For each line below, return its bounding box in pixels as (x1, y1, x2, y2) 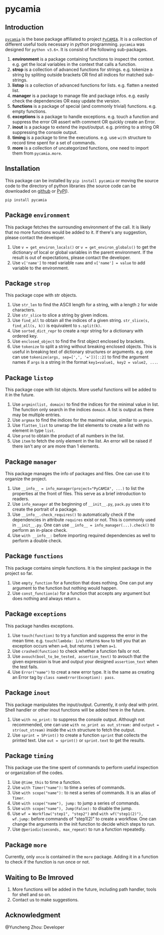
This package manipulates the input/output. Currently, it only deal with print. (5, 702, 159, 708)
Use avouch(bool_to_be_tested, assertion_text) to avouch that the (12, 653, 149, 659)
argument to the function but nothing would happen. (12, 585, 118, 591)
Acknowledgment (5, 911, 61, 919)
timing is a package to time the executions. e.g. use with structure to (12, 134, 152, 140)
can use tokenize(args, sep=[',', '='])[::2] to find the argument (12, 354, 149, 360)
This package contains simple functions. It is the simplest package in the (5, 565, 152, 571)
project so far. (5, 570, 33, 576)
